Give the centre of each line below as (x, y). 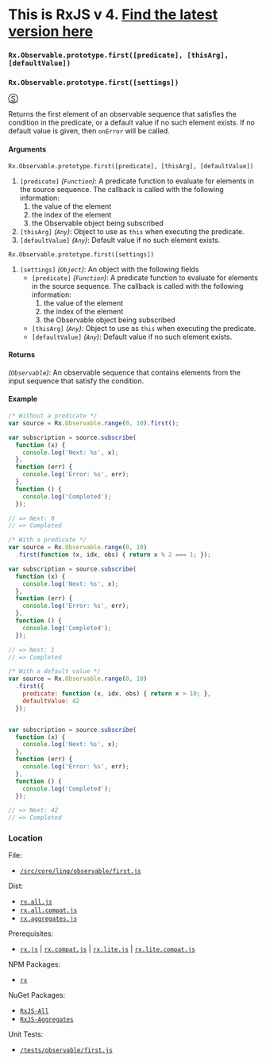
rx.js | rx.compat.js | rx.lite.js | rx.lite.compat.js (108, 949)
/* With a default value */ (55, 671)
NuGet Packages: (37, 995)
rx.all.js (36, 902)
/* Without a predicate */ (53, 416)
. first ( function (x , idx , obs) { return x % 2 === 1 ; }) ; (114, 555)
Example (23, 399)
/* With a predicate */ (48, 540)
